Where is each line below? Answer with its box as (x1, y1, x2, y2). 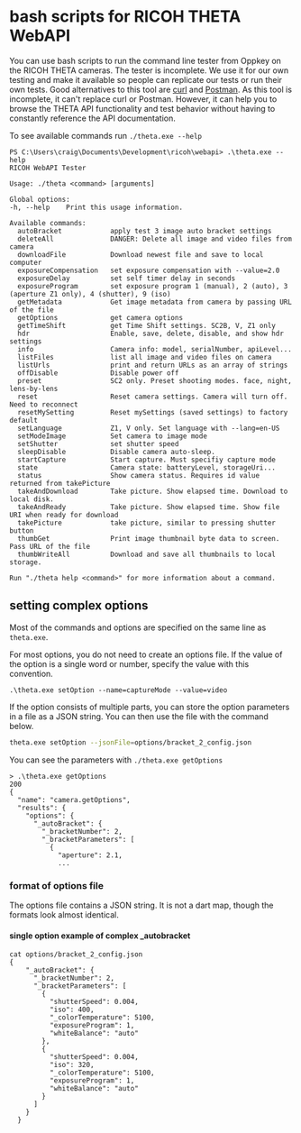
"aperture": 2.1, (57, 850, 123, 860)
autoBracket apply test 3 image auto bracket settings (17, 226, 272, 235)
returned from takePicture (9, 479, 111, 488)
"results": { (17, 803, 67, 812)
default (9, 416, 39, 425)
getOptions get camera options (17, 313, 183, 322)
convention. (9, 668, 54, 679)
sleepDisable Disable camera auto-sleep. (17, 447, 216, 456)
